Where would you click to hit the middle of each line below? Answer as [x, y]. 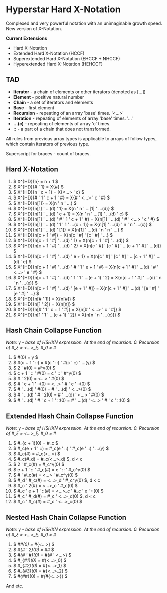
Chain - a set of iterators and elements [53, 102]
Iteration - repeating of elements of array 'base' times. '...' [73, 118]
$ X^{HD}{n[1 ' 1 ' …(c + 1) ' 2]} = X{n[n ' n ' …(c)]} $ [67, 315]
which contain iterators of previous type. [48, 144]
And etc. [15, 586]
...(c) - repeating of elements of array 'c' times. [62, 123]
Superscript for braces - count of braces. [48, 153]
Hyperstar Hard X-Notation [63, 9]
